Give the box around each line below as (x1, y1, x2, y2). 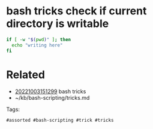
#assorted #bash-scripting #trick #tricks (6, 117, 114, 123)
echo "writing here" (11, 42, 63, 48)
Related (6, 67, 45, 81)
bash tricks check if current (6, 4, 147, 18)
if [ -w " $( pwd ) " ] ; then (6, 36, 71, 42)
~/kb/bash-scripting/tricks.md (14, 94, 90, 101)
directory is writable (6, 17, 109, 30)
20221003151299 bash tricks (14, 88, 86, 95)
